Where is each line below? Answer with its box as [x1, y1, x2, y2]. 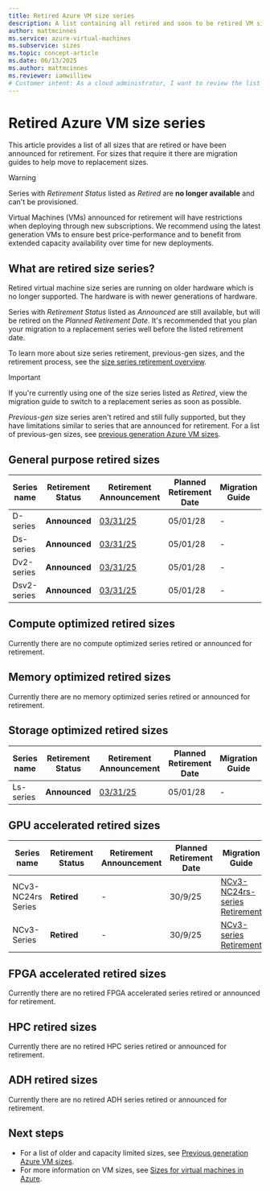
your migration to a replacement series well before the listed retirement [8, 324, 243, 334]
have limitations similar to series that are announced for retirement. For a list [8, 421, 260, 431]
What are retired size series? [8, 262, 155, 275]
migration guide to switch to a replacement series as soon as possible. [8, 397, 242, 406]
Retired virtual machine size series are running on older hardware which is [8, 283, 254, 293]
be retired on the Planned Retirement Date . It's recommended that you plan [8, 315, 257, 326]
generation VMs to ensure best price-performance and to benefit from [8, 230, 242, 240]
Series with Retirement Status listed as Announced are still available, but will [8, 307, 260, 317]
